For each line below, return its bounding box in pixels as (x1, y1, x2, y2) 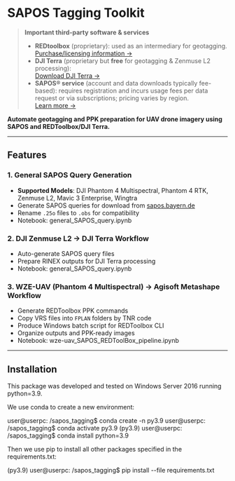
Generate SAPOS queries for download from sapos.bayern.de (17, 201, 196, 210)
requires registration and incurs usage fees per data (58, 86, 208, 95)
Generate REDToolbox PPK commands (17, 306, 129, 315)
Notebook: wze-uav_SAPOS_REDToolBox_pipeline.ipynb (17, 337, 180, 345)
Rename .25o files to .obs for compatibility (17, 208, 140, 217)
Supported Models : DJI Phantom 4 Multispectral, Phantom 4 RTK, (17, 186, 208, 194)
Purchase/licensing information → (34, 49, 133, 57)
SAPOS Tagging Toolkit (7, 5, 145, 21)
